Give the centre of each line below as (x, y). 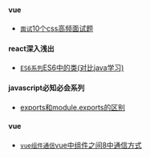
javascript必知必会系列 (47, 88)
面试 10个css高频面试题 (57, 29)
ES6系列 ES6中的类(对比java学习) (72, 68)
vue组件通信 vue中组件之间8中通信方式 (81, 145)
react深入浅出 (31, 48)
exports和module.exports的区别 (73, 107)
